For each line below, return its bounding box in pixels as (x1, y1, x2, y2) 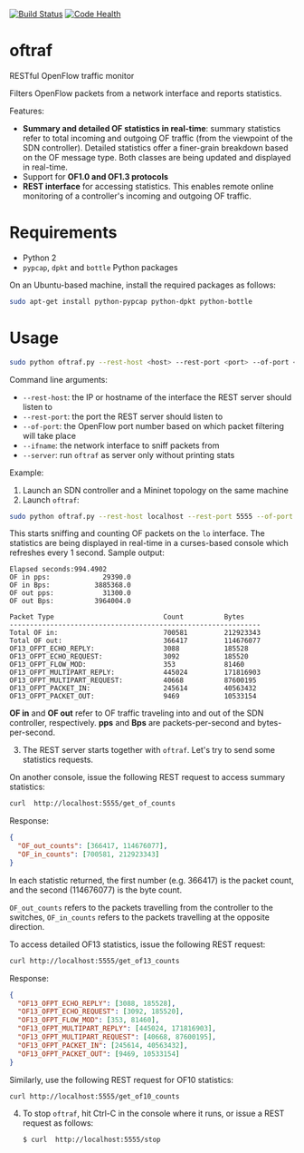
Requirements (9, 222, 118, 243)
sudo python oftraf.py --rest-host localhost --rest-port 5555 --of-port (9, 512, 294, 521)
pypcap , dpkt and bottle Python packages (22, 261, 178, 272)
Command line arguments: (9, 374, 109, 385)
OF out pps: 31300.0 (9, 589, 131, 598)
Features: (9, 105, 45, 116)
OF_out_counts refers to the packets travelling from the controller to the (9, 902, 273, 913)
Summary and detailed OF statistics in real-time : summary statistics (22, 122, 281, 133)
